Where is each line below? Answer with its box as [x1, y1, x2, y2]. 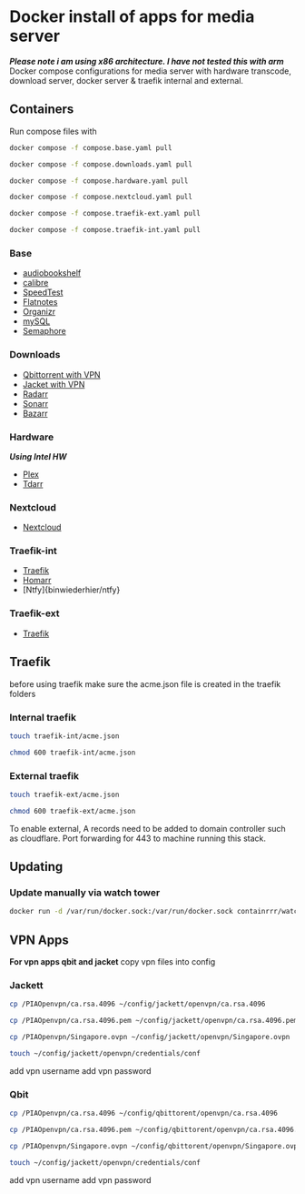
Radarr [22, 389, 48, 400]
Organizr [22, 307, 56, 318]
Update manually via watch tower [9, 886, 161, 898]
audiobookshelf [22, 268, 82, 278]
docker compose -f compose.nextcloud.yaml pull [9, 193, 193, 202]
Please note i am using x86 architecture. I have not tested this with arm [9, 56, 284, 66]
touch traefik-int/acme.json [9, 731, 120, 741]
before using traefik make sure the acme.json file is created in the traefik [9, 678, 281, 689]
